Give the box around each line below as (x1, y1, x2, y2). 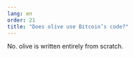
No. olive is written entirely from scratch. (7, 42, 124, 51)
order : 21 (7, 17, 36, 24)
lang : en (7, 10, 33, 17)
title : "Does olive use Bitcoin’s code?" (7, 23, 129, 30)
